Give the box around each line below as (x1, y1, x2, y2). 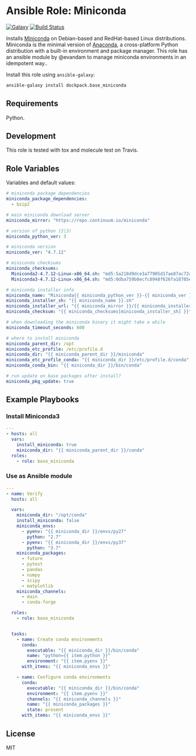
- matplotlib (21, 583, 54, 589)
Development (6, 131, 57, 141)
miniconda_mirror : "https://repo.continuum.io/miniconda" (6, 217, 150, 223)
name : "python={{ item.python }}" (27, 653, 111, 659)
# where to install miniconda (6, 335, 80, 341)
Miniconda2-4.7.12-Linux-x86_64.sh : (11, 271, 100, 276)
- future (21, 556, 43, 562)
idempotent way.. (6, 60, 48, 67)
